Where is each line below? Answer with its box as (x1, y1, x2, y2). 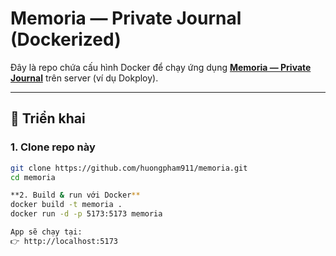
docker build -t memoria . (10, 200, 123, 210)
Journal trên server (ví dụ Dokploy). (10, 72, 159, 84)
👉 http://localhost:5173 (10, 236, 119, 246)
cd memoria (10, 172, 56, 182)
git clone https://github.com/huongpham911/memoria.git (10, 163, 248, 173)
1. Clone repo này (10, 140, 96, 154)
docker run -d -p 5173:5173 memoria (10, 209, 163, 219)
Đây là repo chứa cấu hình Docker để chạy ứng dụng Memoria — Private (10, 61, 312, 73)
